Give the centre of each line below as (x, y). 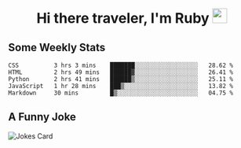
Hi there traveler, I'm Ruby (123, 18)
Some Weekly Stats (57, 47)
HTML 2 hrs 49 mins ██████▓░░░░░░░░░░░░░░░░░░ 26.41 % (121, 72)
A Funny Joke (42, 117)
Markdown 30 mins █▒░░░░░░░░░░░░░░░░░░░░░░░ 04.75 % (121, 93)
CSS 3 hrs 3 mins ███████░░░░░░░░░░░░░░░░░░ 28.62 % (121, 65)
